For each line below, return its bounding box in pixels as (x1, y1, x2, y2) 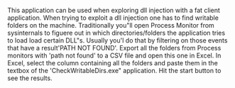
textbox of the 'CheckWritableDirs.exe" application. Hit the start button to (7, 67, 222, 75)
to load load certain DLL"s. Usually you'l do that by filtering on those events (7, 36, 228, 45)
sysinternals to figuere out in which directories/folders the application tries (7, 28, 226, 37)
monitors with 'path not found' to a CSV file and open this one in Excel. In (7, 51, 222, 60)
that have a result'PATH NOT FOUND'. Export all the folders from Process (7, 44, 222, 52)
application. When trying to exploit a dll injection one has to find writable (7, 13, 219, 22)
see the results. (7, 74, 53, 82)
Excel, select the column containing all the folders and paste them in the (7, 59, 218, 67)
